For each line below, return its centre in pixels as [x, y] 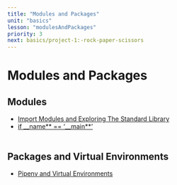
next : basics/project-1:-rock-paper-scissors [75, 41]
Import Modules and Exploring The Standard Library [93, 119]
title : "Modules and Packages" [53, 14]
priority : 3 [25, 34]
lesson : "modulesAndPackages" [52, 27]
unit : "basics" [30, 21]
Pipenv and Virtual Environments [65, 173]
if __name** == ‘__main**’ [55, 127]
